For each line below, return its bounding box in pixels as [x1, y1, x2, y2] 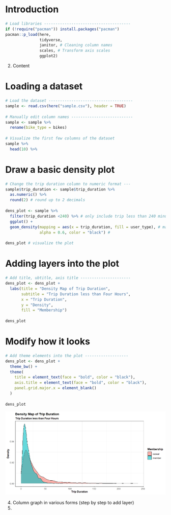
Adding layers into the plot [5, 258, 120, 269]
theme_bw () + [10, 364, 38, 369]
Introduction [5, 4, 59, 15]
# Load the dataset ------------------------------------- [5, 98, 133, 103]
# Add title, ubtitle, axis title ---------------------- [5, 275, 131, 280]
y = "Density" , [21, 302, 53, 308]
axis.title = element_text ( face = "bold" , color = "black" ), [14, 380, 147, 385]
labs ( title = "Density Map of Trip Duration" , [10, 286, 110, 291]
